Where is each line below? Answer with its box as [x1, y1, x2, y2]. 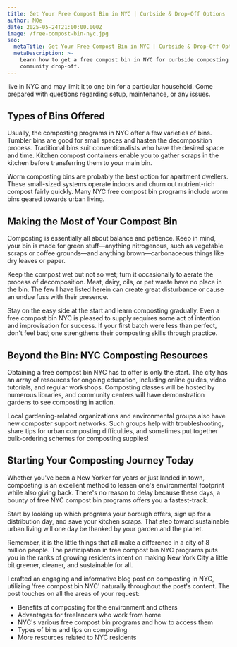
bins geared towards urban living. [7, 195, 105, 203]
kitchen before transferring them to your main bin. [7, 159, 153, 167]
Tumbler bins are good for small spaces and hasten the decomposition [7, 136, 213, 145]
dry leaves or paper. [7, 257, 66, 265]
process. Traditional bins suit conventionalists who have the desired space [7, 144, 224, 152]
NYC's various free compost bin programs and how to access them [17, 618, 214, 627]
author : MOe [7, 17, 42, 24]
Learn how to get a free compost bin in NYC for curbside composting [20, 56, 229, 64]
